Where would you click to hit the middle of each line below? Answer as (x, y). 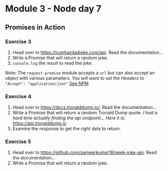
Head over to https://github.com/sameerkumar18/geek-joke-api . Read (85, 152)
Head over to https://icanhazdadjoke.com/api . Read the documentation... (88, 52)
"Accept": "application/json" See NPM (47, 83)
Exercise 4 (18, 96)
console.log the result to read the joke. (53, 63)
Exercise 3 (18, 42)
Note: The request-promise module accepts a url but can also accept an (80, 73)
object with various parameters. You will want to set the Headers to (75, 78)
